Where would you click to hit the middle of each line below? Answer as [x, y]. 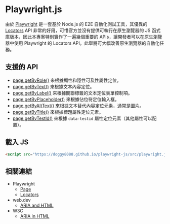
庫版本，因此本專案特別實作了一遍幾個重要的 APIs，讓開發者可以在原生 [79, 37]
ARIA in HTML [35, 216]
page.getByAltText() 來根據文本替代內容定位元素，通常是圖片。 [78, 106]
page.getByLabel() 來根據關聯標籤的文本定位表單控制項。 [72, 93]
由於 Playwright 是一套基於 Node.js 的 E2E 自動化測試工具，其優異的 [76, 24]
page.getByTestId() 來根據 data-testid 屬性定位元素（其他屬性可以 [82, 118]
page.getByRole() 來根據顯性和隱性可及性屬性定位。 [67, 80]
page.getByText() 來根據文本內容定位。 [53, 86]
